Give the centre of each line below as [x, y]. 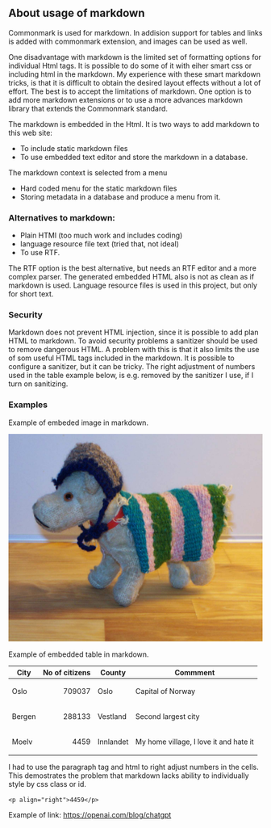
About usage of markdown [77, 13]
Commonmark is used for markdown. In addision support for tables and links [135, 32]
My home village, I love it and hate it [195, 742]
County [113, 672]
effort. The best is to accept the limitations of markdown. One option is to [130, 91]
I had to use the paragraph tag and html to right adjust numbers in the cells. [134, 767]
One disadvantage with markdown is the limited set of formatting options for [135, 57]
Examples [28, 405]
